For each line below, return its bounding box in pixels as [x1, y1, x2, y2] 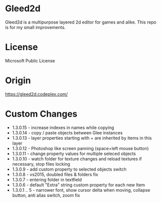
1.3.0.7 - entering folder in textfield [12, 177, 82, 182]
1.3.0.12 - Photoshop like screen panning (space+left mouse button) [12, 145, 149, 151]
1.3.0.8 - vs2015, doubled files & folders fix [12, 171, 98, 177]
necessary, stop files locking [12, 161, 70, 167]
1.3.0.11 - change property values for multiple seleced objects [12, 151, 136, 156]
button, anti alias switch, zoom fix [12, 192, 80, 198]
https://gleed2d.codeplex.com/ [5, 91, 68, 97]
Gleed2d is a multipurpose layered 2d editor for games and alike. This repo [5, 19, 157, 25]
